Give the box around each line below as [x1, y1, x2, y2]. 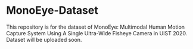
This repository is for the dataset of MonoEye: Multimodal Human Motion [6, 23, 185, 30]
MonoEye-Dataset [6, 4, 98, 17]
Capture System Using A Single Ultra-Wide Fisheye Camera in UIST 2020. [6, 29, 188, 36]
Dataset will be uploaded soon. [6, 36, 82, 43]
